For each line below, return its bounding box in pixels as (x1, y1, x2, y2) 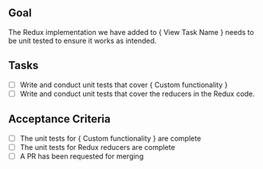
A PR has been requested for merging (19, 151, 144, 161)
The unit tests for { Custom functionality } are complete (19, 133, 202, 143)
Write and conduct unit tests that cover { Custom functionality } (19, 79, 229, 90)
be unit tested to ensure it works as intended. (8, 36, 157, 45)
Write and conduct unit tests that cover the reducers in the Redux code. (19, 89, 255, 98)
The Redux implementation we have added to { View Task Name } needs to (8, 27, 254, 36)
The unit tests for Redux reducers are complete (19, 142, 175, 152)
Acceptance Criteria (8, 113, 111, 126)
